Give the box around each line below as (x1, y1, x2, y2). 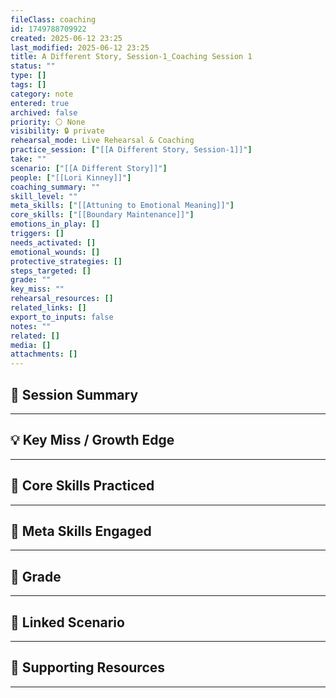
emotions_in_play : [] (10, 219, 101, 230)
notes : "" (10, 321, 52, 331)
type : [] (10, 71, 47, 81)
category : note (10, 89, 74, 99)
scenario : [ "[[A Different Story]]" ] (10, 163, 168, 173)
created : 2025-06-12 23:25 (10, 33, 123, 43)
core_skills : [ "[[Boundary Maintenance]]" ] (10, 210, 195, 220)
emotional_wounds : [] (10, 247, 101, 257)
